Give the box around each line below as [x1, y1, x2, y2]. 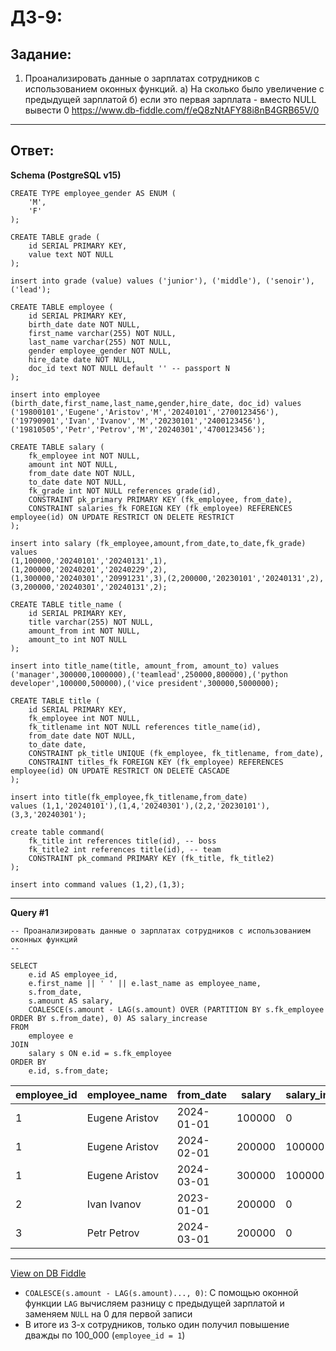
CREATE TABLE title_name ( [10, 599, 123, 610]
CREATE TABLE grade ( [10, 232, 101, 242]
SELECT [10, 961, 38, 971]
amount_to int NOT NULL [28, 634, 128, 645]
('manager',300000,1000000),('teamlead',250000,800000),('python [10, 669, 288, 680]
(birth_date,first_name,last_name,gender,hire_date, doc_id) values [10, 398, 302, 408]
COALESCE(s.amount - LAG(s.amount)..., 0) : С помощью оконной [24, 1286, 299, 1298]
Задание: [10, 46, 72, 63]
